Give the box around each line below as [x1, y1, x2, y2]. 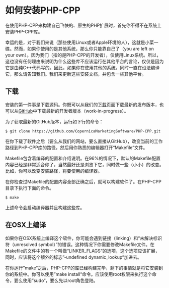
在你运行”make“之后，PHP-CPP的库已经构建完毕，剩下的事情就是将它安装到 [5, 265, 163, 271]
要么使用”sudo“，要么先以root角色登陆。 [14, 277, 98, 283]
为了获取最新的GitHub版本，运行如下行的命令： [5, 118, 104, 124]
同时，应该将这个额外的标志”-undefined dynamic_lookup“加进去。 [5, 254, 142, 260]
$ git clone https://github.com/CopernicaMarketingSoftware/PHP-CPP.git [5, 128, 161, 134]
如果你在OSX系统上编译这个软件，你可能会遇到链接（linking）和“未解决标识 [5, 235, 162, 241]
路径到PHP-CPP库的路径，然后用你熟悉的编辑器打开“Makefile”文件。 [5, 145, 148, 151]
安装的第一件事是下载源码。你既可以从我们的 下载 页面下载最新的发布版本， [5, 102, 159, 108]
